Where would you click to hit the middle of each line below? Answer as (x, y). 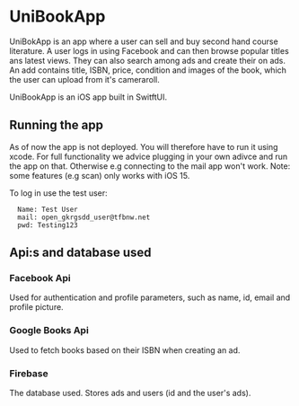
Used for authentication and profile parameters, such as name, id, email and (150, 297)
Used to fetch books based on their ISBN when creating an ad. (125, 350)
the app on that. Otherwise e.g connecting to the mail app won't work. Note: (150, 166)
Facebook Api (40, 278)
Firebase (29, 373)
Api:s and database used (80, 253)
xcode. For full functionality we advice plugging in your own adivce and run (149, 156)
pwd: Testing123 (48, 225)
